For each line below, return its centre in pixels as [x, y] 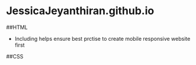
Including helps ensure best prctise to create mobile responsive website [102, 38]
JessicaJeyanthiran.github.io [80, 11]
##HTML [17, 27]
